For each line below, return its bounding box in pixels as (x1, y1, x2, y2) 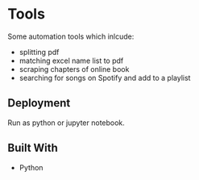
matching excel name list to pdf (19, 56, 124, 65)
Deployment (7, 96, 71, 110)
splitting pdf (19, 47, 60, 57)
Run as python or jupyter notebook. (7, 118, 126, 128)
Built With (7, 141, 58, 155)
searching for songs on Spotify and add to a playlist (19, 73, 191, 82)
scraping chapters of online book (19, 64, 130, 73)
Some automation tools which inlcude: (7, 31, 135, 41)
